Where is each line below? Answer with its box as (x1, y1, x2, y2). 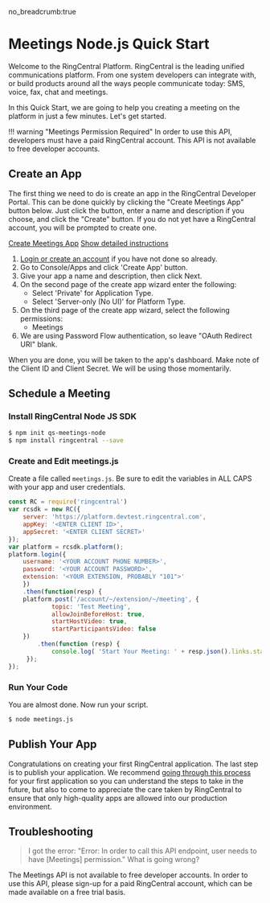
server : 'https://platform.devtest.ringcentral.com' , (22, 513, 207, 521)
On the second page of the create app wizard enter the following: (19, 279, 237, 289)
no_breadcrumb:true (8, 7, 76, 16)
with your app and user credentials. (8, 482, 126, 492)
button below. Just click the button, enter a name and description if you (8, 205, 245, 215)
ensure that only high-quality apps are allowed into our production (8, 793, 227, 802)
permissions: (19, 314, 63, 323)
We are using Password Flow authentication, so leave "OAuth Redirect (19, 330, 252, 340)
